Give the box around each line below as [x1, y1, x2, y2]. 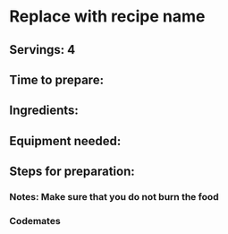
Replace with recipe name [9, 6, 206, 27]
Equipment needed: [9, 133, 122, 149]
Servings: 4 [9, 42, 76, 57]
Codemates [9, 214, 61, 227]
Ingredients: [9, 103, 79, 118]
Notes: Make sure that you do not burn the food [9, 191, 219, 204]
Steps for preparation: [9, 164, 136, 179]
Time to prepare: [9, 72, 105, 87]
